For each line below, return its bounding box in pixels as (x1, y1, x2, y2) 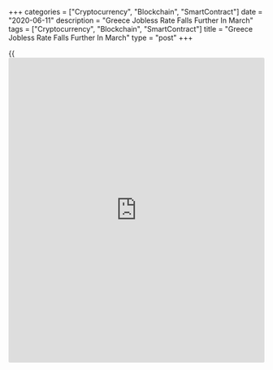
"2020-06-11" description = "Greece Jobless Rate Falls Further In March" (8, 15, 253, 25)
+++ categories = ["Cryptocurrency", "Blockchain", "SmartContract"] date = (8, 7, 263, 16)
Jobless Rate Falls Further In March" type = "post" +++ (8, 33, 193, 42)
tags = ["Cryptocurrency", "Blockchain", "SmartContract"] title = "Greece (8, 24, 253, 33)
